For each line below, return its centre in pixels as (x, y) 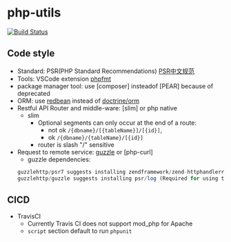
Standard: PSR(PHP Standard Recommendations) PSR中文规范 (106, 71)
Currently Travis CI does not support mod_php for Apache (110, 224)
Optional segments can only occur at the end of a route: (117, 123)
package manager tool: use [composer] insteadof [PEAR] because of (115, 86)
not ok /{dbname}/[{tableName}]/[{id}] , (105, 130)
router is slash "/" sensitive (76, 144)
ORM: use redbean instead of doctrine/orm (78, 101)
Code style (31, 53)
